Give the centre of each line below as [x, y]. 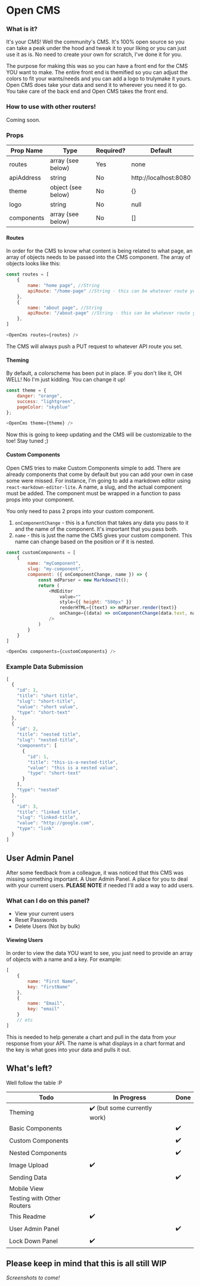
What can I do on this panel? [48, 900]
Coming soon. [23, 120]
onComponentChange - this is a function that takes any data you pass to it [101, 522]
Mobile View [26, 1188]
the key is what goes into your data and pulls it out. [68, 1049]
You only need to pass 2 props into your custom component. [80, 511]
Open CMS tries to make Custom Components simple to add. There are [93, 468]
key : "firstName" [49, 987]
